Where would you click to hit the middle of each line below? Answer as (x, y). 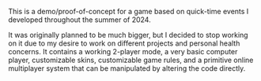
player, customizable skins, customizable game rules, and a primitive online (131, 60)
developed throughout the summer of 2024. (80, 20)
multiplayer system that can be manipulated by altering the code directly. (127, 68)
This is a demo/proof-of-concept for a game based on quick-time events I (129, 11)
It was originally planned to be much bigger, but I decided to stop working (128, 35)
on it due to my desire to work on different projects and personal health (124, 43)
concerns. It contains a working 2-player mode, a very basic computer (123, 52)
